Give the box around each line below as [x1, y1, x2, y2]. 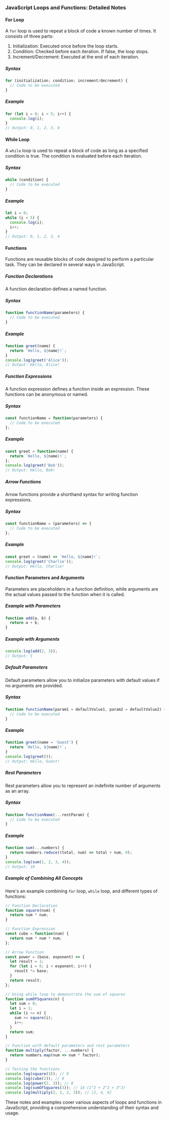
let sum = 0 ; [10, 1001, 37, 1007]
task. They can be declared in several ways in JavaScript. [5, 261, 125, 267]
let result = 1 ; [10, 959, 44, 964]
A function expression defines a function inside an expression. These [5, 386, 150, 392]
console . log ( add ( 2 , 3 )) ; [5, 649, 58, 654]
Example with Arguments [5, 636, 60, 642]
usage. [5, 1110, 20, 1116]
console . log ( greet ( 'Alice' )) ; [5, 358, 69, 363]
